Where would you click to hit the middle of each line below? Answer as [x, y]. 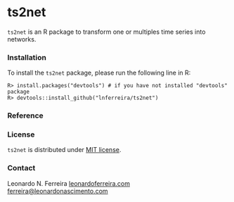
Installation [27, 57]
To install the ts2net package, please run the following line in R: [99, 73]
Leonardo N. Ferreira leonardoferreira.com [69, 183]
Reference [25, 115]
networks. [22, 39]
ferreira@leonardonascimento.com [58, 191]
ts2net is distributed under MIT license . [64, 150]
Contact [21, 168]
